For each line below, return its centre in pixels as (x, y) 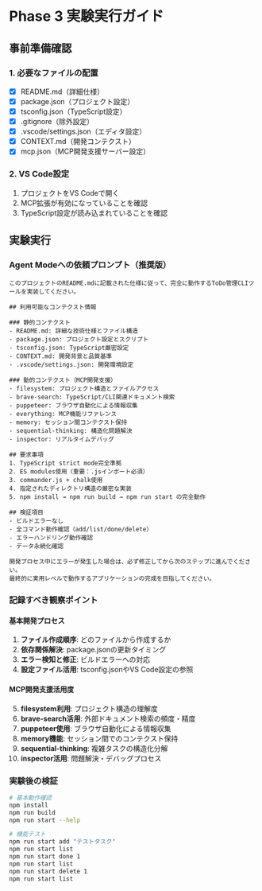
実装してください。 (53, 292)
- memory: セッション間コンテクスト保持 (68, 422)
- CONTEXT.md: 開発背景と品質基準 (61, 356)
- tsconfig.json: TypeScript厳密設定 (69, 348)
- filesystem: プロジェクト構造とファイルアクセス (84, 389)
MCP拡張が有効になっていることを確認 (84, 203)
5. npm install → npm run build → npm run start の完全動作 (107, 497)
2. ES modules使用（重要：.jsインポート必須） (79, 472)
